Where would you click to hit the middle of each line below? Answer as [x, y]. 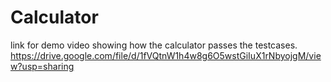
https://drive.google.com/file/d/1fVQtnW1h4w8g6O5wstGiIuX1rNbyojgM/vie [166, 55]
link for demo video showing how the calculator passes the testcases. [154, 45]
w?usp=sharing [42, 66]
